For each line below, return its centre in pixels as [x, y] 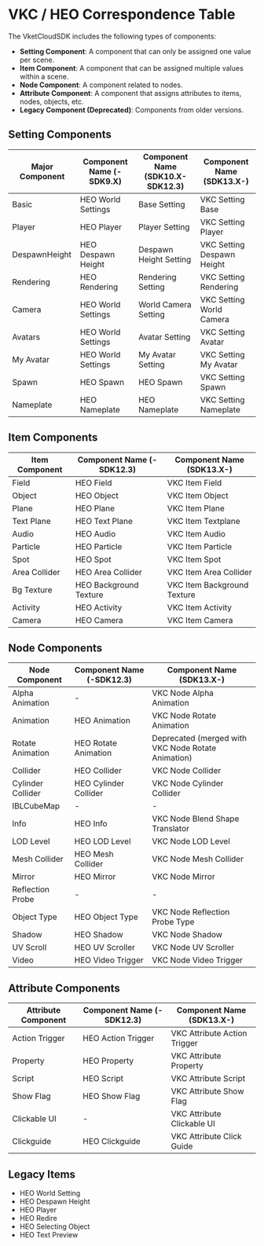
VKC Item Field [194, 482]
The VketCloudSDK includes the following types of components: [112, 36]
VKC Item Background [208, 585]
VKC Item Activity [200, 607]
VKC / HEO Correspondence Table [122, 15]
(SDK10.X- [165, 176]
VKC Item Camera [200, 620]
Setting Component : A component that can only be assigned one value [135, 51]
